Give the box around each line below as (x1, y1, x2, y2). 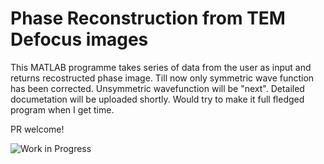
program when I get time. (10, 103, 115, 116)
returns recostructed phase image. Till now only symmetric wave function (10, 72, 315, 84)
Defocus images (10, 28, 149, 51)
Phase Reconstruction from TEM (10, 7, 286, 30)
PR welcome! (10, 123, 65, 135)
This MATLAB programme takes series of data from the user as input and (10, 61, 312, 73)
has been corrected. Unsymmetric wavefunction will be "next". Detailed (10, 82, 305, 94)
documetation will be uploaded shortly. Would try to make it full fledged (10, 93, 305, 105)
